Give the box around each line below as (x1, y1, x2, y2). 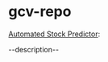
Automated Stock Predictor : (8, 29, 101, 39)
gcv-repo (8, 2, 72, 21)
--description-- (8, 44, 59, 54)
